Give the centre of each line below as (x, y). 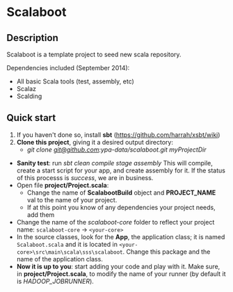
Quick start (31, 118)
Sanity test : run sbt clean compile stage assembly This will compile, (114, 163)
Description (32, 38)
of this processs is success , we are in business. (85, 177)
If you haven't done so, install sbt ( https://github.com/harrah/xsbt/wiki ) (118, 135)
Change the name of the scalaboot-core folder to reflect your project (115, 222)
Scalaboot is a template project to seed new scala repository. (94, 54)
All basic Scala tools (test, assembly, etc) (75, 81)
